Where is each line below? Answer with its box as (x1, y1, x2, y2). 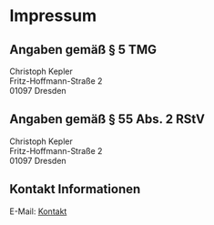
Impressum (9, 5, 97, 26)
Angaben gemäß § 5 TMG (9, 42, 158, 57)
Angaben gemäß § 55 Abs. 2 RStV (9, 111, 205, 128)
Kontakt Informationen (9, 181, 141, 197)
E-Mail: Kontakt (9, 206, 67, 217)
